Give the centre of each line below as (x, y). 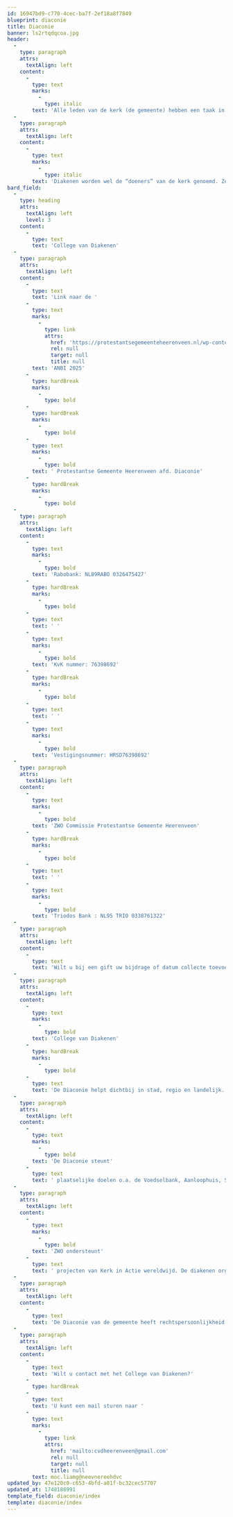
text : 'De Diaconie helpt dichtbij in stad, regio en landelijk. (129, 1090)
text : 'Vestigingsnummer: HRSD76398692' (91, 755)
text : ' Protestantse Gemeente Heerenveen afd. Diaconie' (118, 471)
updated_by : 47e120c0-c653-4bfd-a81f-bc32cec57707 (82, 1483)
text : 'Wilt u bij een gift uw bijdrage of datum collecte (119, 968)
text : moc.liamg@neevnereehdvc (77, 1477)
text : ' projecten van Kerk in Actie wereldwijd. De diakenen (124, 1271)
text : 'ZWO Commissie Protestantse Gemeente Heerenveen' (116, 826)
